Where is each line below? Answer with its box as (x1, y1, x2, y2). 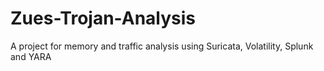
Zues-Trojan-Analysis (10, 7, 197, 30)
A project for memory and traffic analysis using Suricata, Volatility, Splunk (10, 40, 314, 52)
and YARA (10, 50, 52, 62)
